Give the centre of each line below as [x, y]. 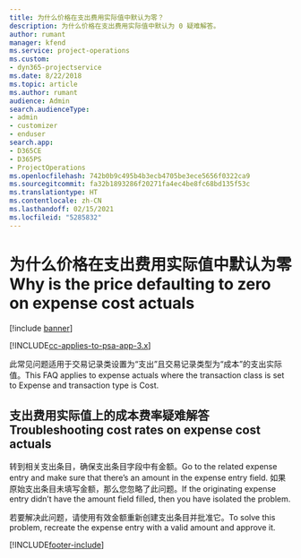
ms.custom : [30, 59]
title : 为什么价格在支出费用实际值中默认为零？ [87, 17]
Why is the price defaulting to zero [140, 284]
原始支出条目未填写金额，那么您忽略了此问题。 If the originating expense [142, 489]
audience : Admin [39, 101]
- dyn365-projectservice [56, 68]
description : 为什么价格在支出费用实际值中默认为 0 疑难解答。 [115, 26]
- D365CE [26, 150]
